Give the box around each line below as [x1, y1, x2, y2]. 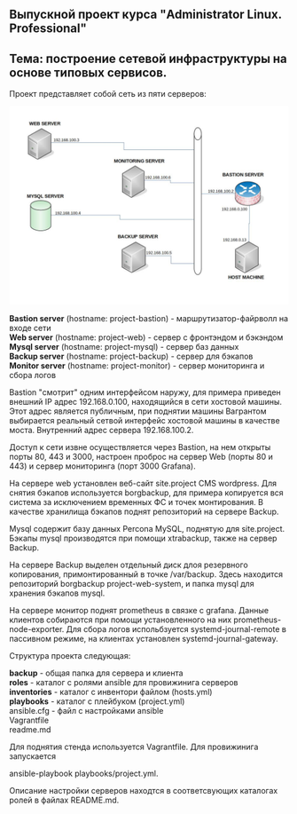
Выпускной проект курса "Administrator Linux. [9, 7, 282, 22]
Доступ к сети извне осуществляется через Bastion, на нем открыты [9, 441, 271, 452]
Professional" [9, 21, 87, 36]
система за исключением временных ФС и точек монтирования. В [9, 496, 264, 507]
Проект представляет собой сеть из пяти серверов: [9, 89, 207, 99]
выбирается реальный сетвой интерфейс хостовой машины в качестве [9, 415, 281, 425]
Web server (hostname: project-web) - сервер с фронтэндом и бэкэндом [9, 332, 284, 343]
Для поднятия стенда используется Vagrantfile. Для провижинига [9, 741, 259, 752]
